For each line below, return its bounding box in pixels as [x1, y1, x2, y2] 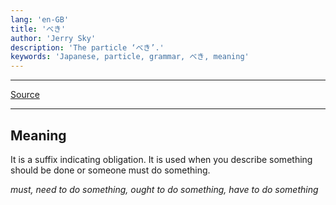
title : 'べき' [10, 24, 67, 34]
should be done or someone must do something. [10, 164, 211, 176]
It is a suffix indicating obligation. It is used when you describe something [10, 153, 313, 165]
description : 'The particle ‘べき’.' [10, 42, 165, 53]
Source [10, 89, 40, 101]
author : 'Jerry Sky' [10, 33, 97, 43]
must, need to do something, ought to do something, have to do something [10, 183, 319, 195]
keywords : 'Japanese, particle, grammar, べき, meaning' [10, 52, 250, 62]
